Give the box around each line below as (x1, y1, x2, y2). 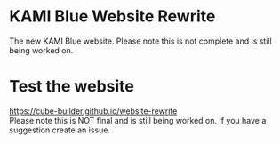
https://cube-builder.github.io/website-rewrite (9, 105, 178, 116)
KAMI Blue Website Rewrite (9, 6, 216, 27)
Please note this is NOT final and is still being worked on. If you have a (9, 115, 267, 125)
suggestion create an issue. (9, 124, 111, 135)
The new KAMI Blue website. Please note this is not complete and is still (9, 36, 273, 46)
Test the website (9, 76, 135, 97)
